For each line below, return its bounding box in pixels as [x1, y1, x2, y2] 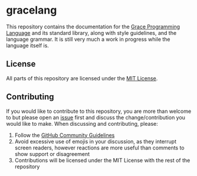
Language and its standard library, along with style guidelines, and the [6, 29, 177, 36]
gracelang [6, 4, 57, 17]
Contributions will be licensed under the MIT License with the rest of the [14, 157, 191, 164]
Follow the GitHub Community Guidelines [14, 131, 115, 139]
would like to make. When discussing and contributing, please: [6, 120, 158, 127]
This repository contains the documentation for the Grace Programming [6, 23, 180, 30]
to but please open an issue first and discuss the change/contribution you [6, 113, 186, 121]
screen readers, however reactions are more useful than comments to [14, 144, 185, 151]
